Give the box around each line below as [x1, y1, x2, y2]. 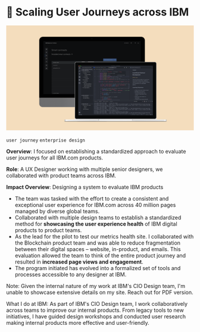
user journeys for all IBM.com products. [6, 154, 103, 161]
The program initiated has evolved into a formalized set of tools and [14, 265, 181, 272]
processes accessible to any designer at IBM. [14, 271, 127, 278]
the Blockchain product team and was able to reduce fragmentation [14, 239, 180, 246]
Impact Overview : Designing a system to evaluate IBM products [6, 184, 164, 191]
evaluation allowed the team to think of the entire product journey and [14, 252, 186, 259]
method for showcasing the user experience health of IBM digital [14, 220, 177, 228]
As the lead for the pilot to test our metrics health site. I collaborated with [14, 233, 194, 240]
